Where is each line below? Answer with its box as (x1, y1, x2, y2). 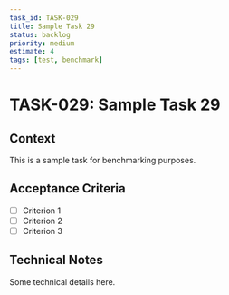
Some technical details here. (9, 276, 116, 287)
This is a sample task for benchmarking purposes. (9, 155, 196, 165)
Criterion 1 (22, 205, 62, 216)
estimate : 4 (9, 47, 54, 56)
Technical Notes (9, 252, 104, 268)
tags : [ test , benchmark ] (9, 55, 103, 64)
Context (9, 131, 56, 146)
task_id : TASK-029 (9, 13, 79, 23)
